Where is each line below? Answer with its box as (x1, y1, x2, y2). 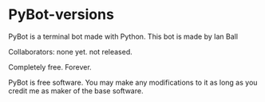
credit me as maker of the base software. (8, 85, 144, 96)
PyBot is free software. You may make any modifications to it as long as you (8, 77, 258, 87)
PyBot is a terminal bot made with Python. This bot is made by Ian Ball (8, 32, 238, 41)
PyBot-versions (8, 6, 114, 24)
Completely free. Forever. (8, 62, 92, 72)
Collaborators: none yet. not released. (8, 47, 133, 56)
